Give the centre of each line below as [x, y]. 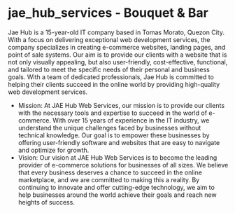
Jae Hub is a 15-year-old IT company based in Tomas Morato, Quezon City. [116, 32]
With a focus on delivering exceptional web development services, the [109, 39]
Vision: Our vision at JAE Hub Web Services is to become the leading [117, 157]
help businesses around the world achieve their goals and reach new [117, 195]
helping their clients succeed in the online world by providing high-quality [114, 84]
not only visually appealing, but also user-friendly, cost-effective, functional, [118, 62]
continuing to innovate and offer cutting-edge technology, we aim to [116, 187]
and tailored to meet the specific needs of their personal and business [109, 69]
